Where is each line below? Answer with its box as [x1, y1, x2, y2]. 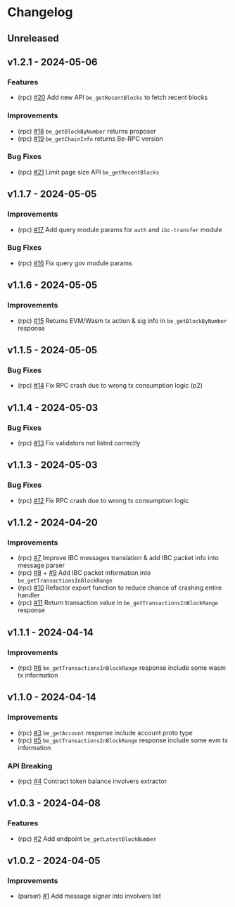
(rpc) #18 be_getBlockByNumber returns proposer [17, 127, 156, 135]
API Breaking [7, 761, 53, 770]
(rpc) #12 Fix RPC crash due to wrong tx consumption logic [17, 496, 189, 505]
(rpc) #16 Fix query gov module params [17, 258, 132, 267]
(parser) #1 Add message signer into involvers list [17, 892, 162, 901]
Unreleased [7, 32, 60, 44]
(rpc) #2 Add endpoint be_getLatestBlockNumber [17, 835, 157, 843]
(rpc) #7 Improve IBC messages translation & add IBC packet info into [17, 554, 220, 562]
